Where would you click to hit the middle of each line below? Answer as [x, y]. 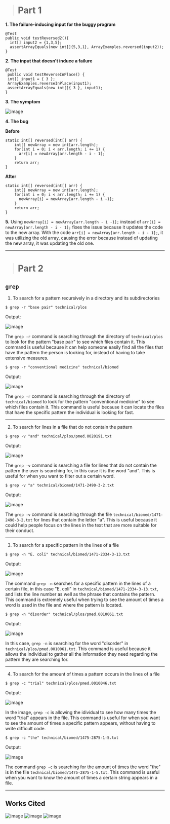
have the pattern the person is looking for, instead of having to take [75, 352]
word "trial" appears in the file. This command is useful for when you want [83, 718]
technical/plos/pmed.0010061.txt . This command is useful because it [78, 649]
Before [13, 131]
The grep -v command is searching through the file [59, 514]
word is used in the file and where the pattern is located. [64, 605]
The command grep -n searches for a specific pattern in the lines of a [78, 583]
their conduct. [20, 530]
